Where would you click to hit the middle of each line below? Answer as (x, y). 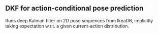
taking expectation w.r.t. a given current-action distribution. (67, 26)
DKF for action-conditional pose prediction (74, 8)
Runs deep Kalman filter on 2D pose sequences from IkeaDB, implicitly (79, 20)
